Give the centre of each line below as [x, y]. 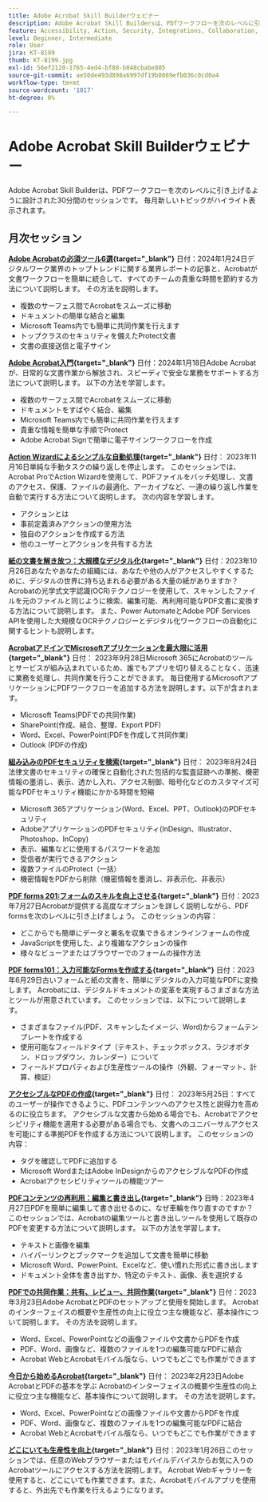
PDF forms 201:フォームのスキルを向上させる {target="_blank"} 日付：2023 [134, 896]
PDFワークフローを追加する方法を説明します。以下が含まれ [154, 688]
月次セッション [45, 238]
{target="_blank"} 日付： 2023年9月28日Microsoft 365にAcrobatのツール [131, 658]
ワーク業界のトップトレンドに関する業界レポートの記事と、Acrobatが [143, 268]
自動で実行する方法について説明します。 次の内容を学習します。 [113, 497]
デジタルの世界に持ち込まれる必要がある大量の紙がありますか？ [134, 581]
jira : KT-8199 [32, 53]
